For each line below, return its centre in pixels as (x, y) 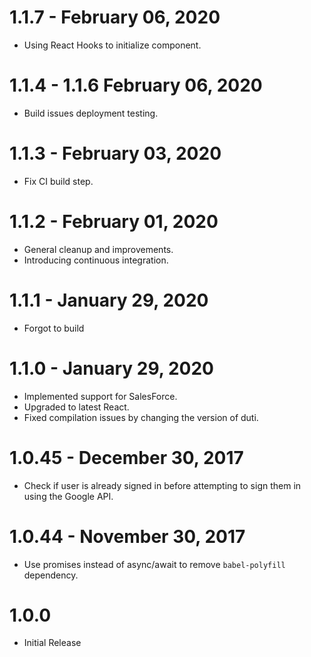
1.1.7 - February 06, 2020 (115, 17)
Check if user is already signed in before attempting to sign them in (162, 485)
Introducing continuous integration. (96, 260)
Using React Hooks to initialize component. (112, 45)
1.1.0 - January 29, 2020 (111, 368)
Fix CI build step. (58, 181)
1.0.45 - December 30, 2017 (126, 457)
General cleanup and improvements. (98, 249)
